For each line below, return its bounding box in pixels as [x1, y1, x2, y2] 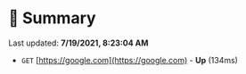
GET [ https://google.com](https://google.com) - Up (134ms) [20, 54, 238, 65]
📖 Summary [8, 8, 96, 29]
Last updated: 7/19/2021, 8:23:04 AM [8, 37, 149, 48]
